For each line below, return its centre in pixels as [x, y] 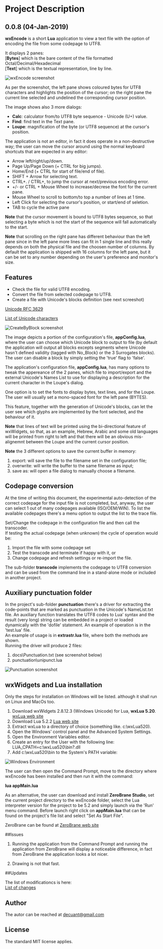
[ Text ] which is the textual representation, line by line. [59, 68]
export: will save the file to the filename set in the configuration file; [79, 460]
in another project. [24, 577]
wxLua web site [28, 716]
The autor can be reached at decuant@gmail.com [55, 915]
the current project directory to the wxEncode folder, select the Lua [72, 800]
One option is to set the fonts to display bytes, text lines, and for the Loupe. [80, 392]
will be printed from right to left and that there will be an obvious [69, 436]
